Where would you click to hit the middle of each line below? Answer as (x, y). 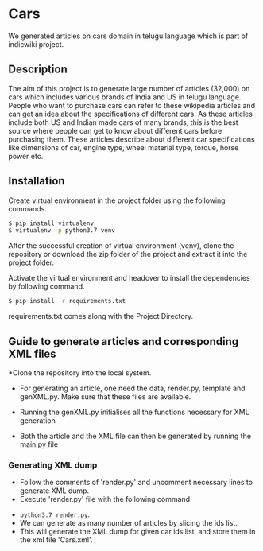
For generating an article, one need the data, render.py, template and (132, 388)
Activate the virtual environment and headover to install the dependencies (129, 278)
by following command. (46, 286)
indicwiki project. (36, 44)
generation (37, 421)
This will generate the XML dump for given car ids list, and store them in (137, 532)
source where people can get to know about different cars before (115, 130)
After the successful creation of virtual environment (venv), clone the (121, 246)
